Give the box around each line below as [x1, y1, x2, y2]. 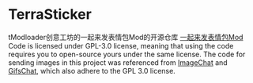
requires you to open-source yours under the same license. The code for [8, 49, 246, 59]
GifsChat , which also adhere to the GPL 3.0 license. [8, 66, 176, 75]
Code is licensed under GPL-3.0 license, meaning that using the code [8, 41, 234, 50]
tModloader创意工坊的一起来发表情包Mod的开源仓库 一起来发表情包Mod [8, 32, 244, 41]
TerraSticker [8, 5, 93, 23]
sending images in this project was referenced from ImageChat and [8, 57, 228, 67]
